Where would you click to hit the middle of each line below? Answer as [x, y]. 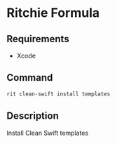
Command [30, 78]
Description [33, 116]
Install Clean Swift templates [48, 133]
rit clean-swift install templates [58, 94]
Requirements [38, 39]
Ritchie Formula [53, 13]
